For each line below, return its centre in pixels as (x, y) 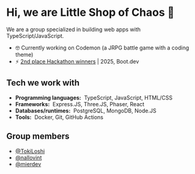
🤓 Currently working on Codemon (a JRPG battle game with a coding (102, 48)
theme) (24, 54)
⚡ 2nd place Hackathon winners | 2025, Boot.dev (77, 61)
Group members (38, 136)
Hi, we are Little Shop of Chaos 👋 (90, 13)
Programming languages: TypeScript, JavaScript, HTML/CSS (94, 98)
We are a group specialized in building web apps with (74, 29)
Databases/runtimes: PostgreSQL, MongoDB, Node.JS (86, 111)
